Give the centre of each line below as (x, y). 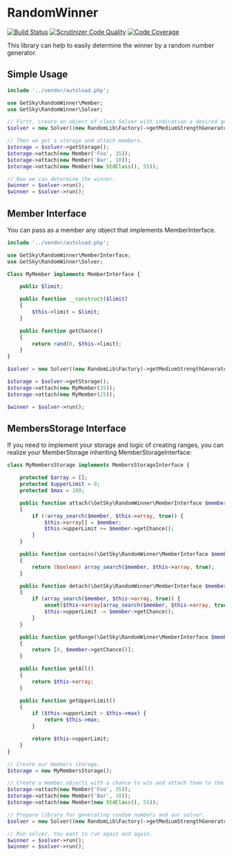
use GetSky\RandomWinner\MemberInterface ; (69, 255)
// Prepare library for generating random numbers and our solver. (106, 814)
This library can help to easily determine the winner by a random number (111, 45)
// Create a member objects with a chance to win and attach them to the (116, 783)
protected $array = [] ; (54, 478)
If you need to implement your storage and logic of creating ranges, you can (116, 445)
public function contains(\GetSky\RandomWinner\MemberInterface (114, 554)
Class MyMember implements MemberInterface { (74, 274)
